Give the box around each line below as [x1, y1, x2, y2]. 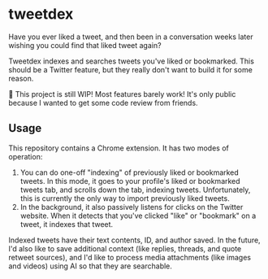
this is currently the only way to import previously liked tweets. [19, 193, 230, 203]
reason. [8, 73, 34, 83]
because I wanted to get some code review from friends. [8, 98, 198, 107]
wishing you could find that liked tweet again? [8, 40, 162, 50]
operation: [8, 151, 43, 161]
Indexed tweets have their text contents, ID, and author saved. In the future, [8, 235, 262, 245]
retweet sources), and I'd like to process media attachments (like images [8, 252, 252, 262]
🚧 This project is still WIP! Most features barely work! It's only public [8, 89, 236, 98]
